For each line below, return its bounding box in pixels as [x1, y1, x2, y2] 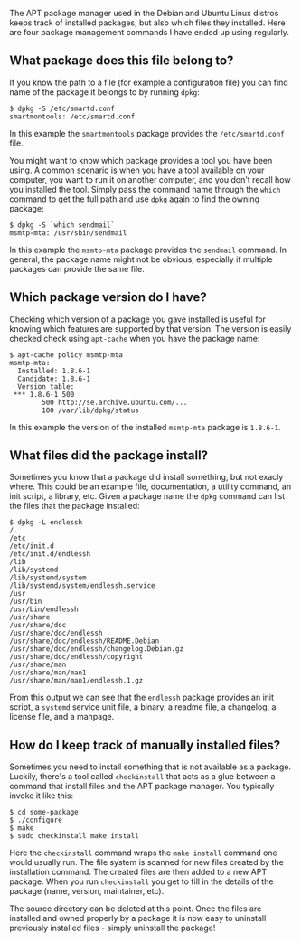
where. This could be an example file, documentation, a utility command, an [9, 481, 292, 492]
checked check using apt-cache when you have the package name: [9, 333, 260, 344]
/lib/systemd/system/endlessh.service [9, 581, 155, 590]
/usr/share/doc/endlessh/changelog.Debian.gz [9, 645, 183, 654]
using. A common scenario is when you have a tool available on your [9, 165, 265, 175]
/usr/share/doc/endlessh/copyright [9, 653, 144, 662]
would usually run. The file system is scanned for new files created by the [9, 857, 285, 868]
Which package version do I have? [9, 289, 208, 306]
